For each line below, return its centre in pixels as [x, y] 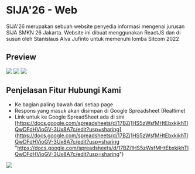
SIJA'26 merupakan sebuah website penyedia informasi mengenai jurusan [95, 26]
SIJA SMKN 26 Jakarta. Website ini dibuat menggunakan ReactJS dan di [93, 32]
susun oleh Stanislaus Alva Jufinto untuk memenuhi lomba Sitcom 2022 [93, 39]
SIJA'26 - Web [42, 10]
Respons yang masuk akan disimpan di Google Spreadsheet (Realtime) [100, 110]
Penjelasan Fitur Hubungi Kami [64, 90]
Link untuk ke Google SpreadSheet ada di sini [69, 117]
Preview [21, 57]
